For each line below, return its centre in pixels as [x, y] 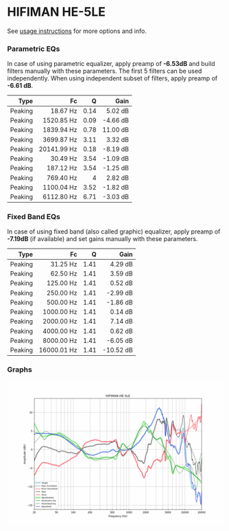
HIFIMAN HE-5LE [57, 12]
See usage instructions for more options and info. [77, 31]
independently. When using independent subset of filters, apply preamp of [112, 78]
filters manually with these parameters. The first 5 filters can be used [105, 71]
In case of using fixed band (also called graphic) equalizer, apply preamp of [114, 231]
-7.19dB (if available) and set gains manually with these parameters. [103, 239]
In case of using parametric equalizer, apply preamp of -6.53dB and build [111, 64]
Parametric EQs [34, 49]
